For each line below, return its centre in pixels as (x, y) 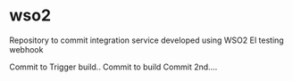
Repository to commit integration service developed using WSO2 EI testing (146, 40)
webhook (26, 49)
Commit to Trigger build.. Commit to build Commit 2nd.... (113, 67)
